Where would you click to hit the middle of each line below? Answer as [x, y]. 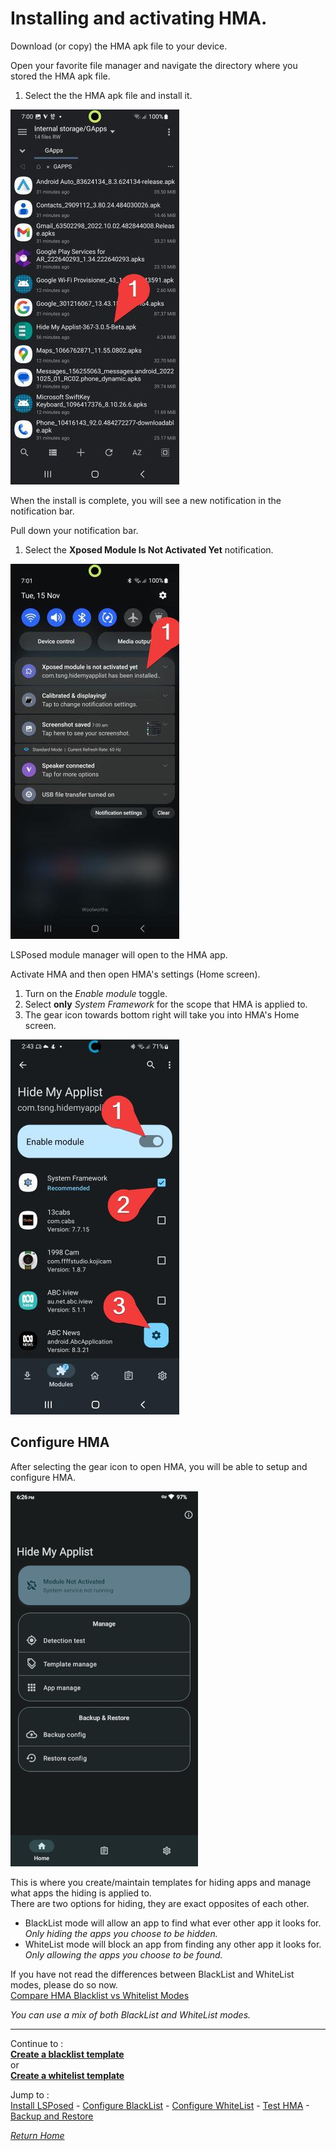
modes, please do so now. [64, 1984]
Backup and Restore [52, 2116]
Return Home [37, 2135]
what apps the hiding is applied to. [81, 1893]
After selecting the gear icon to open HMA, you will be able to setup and [159, 1466]
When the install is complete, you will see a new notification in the [146, 500]
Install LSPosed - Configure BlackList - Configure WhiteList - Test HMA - [160, 2105]
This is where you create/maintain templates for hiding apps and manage [161, 1882]
